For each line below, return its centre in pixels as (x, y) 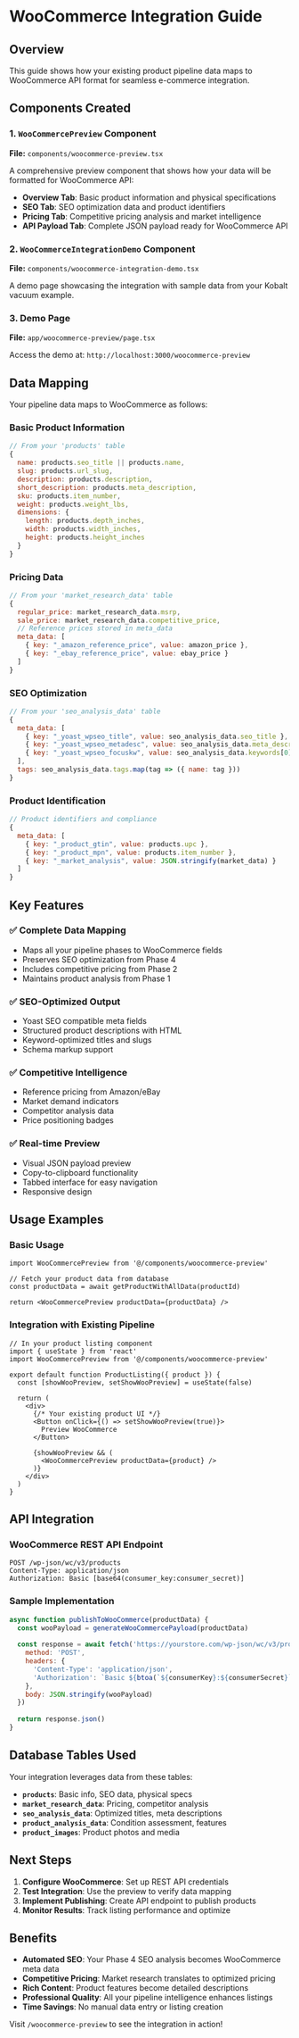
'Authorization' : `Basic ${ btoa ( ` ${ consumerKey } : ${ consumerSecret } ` (162, 1677)
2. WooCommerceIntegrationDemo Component (102, 249)
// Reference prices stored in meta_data (95, 628)
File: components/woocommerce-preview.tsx (86, 153)
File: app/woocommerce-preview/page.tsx (82, 337)
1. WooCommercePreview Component (83, 134)
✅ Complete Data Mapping (68, 930)
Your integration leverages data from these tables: (101, 1776)
